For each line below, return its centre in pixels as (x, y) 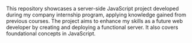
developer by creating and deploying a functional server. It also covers (92, 27)
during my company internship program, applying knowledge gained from (96, 15)
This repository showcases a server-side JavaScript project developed (92, 9)
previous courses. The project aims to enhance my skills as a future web (95, 21)
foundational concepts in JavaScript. (51, 34)
